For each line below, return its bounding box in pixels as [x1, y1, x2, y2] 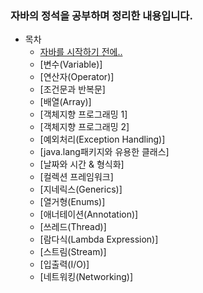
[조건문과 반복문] [39, 83, 106, 96]
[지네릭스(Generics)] [39, 183, 123, 196]
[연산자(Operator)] [39, 71, 115, 83]
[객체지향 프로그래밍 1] [39, 108, 128, 121]
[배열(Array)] [39, 96, 92, 108]
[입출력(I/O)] [39, 258, 90, 271]
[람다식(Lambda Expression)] [39, 233, 159, 246]
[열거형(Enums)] [39, 196, 106, 208]
